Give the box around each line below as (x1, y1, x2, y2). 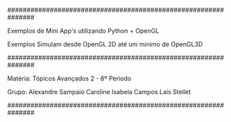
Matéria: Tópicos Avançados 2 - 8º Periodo (7, 74, 132, 82)
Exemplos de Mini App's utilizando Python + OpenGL (7, 27, 159, 35)
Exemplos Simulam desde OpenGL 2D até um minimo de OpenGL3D (7, 40, 203, 48)
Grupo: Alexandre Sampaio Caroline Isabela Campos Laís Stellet (7, 88, 191, 96)
